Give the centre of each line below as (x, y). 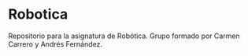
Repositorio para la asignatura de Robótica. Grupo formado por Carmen (124, 36)
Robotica (38, 14)
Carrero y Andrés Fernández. (56, 44)
